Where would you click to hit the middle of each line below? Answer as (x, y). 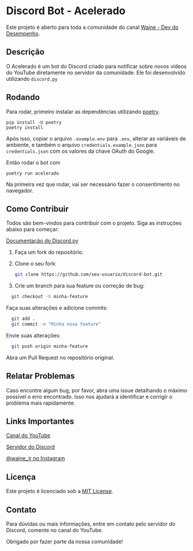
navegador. (20, 191)
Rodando (23, 98)
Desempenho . (23, 33)
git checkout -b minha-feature (50, 297)
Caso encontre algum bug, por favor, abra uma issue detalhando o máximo (96, 390)
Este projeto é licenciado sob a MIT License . (60, 491)
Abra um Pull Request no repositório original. (60, 358)
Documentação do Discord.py (42, 241)
